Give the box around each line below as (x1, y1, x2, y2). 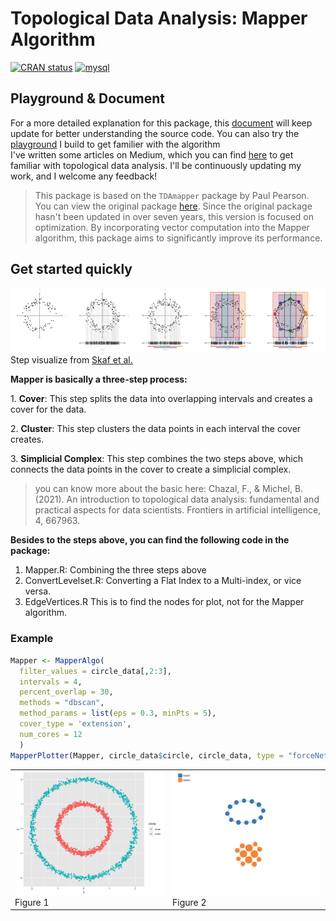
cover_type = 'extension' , (19, 719, 132, 729)
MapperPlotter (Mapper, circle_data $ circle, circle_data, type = (10, 750, 284, 761)
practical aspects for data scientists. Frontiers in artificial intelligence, (34, 504, 322, 516)
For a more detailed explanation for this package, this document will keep (10, 117, 313, 129)
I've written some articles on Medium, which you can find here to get (10, 148, 294, 161)
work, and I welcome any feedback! (10, 170, 158, 182)
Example (10, 632, 54, 646)
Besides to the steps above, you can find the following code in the (10, 534, 290, 546)
